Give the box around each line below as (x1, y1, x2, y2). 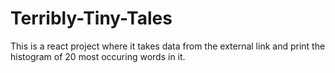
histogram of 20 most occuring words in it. (10, 50, 186, 62)
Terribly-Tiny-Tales (10, 7, 173, 30)
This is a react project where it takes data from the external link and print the (10, 40, 326, 52)
